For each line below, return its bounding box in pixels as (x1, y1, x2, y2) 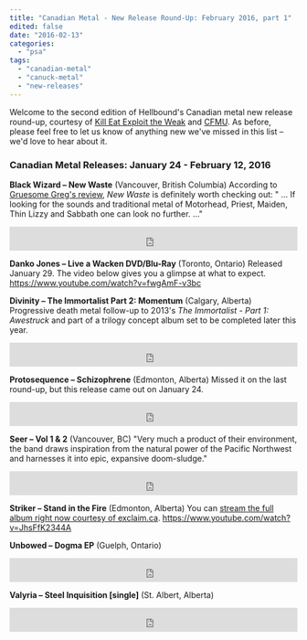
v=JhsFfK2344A (9, 522, 72, 533)
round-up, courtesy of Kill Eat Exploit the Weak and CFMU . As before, (9, 116, 271, 127)
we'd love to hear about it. (9, 135, 108, 146)
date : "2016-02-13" (9, 30, 84, 39)
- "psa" (17, 48, 48, 57)
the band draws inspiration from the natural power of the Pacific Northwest (9, 443, 292, 453)
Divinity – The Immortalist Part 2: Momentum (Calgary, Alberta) (9, 294, 252, 306)
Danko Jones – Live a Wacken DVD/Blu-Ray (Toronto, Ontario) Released (9, 258, 283, 269)
